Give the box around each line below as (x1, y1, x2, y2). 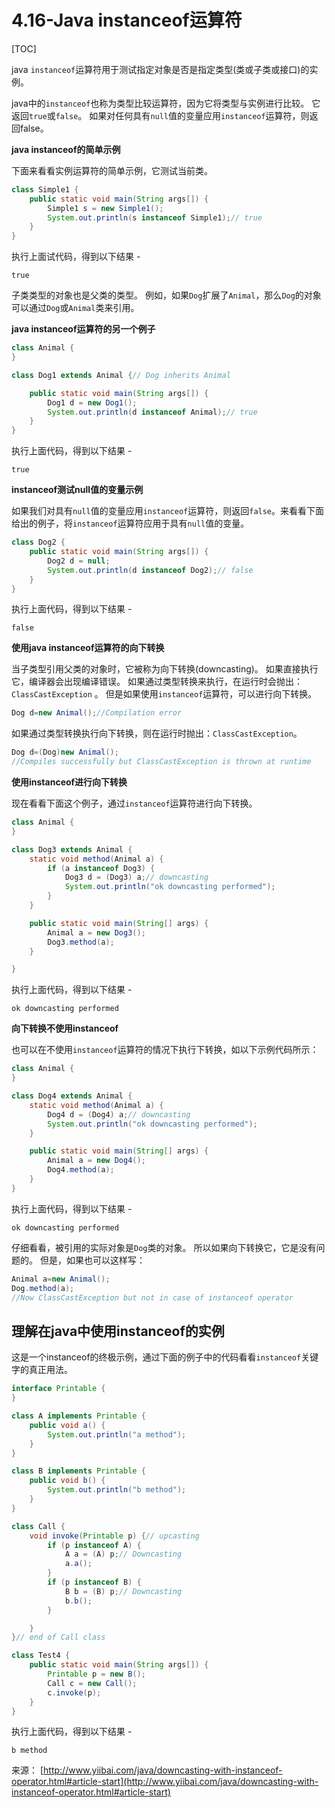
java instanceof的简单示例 (11, 143, 121, 155)
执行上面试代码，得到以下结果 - (11, 251, 141, 263)
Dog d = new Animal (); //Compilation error (11, 708, 183, 718)
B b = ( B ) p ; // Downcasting (64, 1586, 183, 1596)
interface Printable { (11, 1384, 106, 1394)
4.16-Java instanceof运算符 (11, 9, 243, 32)
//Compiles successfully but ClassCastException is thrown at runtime (11, 757, 312, 767)
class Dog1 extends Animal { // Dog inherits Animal (11, 370, 231, 380)
